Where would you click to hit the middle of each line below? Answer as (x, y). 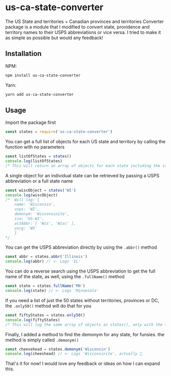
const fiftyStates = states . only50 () (45, 315)
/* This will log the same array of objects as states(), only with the (84, 325)
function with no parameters (35, 147)
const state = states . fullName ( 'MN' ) (45, 286)
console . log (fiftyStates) (33, 320)
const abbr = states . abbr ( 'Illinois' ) (46, 257)
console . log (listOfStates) (34, 161)
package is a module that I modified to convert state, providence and (78, 26)
